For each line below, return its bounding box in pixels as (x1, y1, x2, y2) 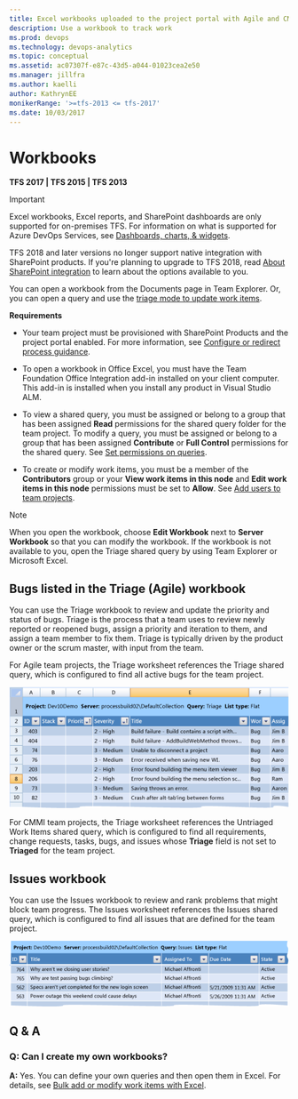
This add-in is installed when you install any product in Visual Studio (21, 382, 272, 393)
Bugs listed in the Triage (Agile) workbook (9, 581, 247, 596)
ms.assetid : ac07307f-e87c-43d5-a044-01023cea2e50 (9, 61, 200, 70)
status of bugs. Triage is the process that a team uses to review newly (9, 614, 265, 625)
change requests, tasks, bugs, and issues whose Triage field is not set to (9, 836, 277, 846)
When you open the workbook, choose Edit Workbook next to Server (9, 527, 264, 538)
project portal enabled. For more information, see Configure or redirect (21, 337, 281, 348)
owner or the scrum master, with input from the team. (9, 643, 204, 654)
